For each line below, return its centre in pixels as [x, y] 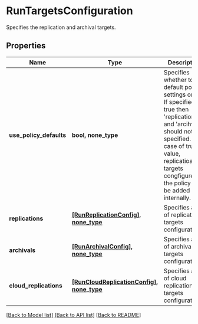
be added [177, 190]
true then [176, 109]
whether [175, 80]
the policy [177, 183]
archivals [22, 250]
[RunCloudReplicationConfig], [115, 282]
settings [175, 94]
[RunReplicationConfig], [106, 215]
